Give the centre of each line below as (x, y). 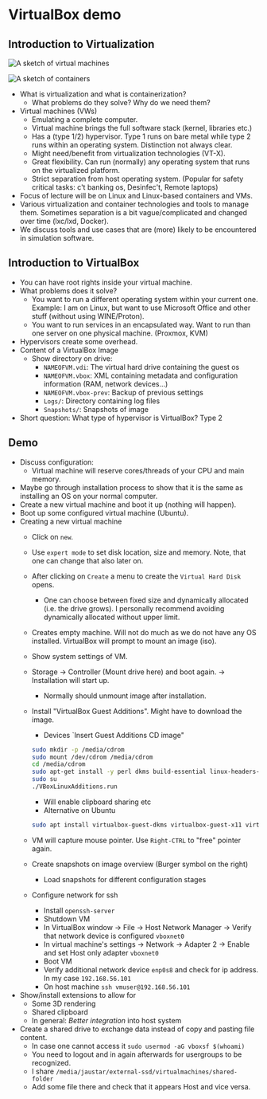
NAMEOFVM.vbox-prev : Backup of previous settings (124, 392)
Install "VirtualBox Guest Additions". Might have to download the (137, 711)
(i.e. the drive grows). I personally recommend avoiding (134, 608)
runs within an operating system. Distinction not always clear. (132, 145)
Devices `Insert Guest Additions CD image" (114, 735)
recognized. (51, 1062)
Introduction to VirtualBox (74, 263)
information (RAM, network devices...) (106, 383)
